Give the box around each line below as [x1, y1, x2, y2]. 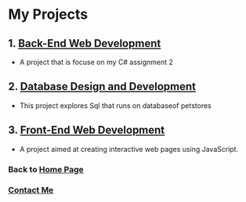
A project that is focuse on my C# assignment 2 [19, 57, 174, 67]
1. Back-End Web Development [8, 37, 161, 50]
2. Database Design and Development [8, 80, 196, 93]
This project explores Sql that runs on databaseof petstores [19, 100, 212, 110]
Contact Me [8, 185, 54, 196]
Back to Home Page [8, 164, 84, 175]
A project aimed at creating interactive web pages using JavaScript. [19, 144, 239, 153]
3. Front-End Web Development [8, 124, 165, 137]
